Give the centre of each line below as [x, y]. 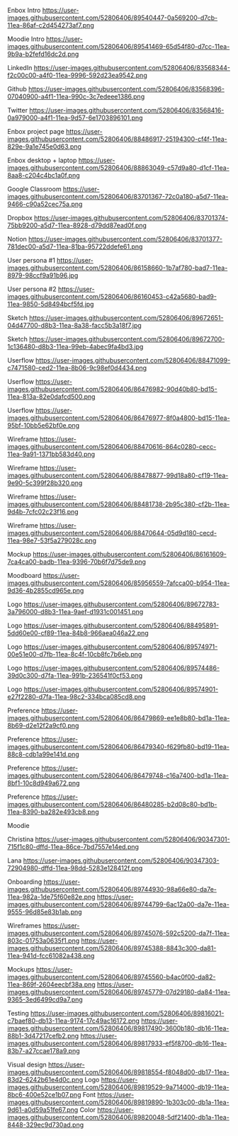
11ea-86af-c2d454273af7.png [51, 25]
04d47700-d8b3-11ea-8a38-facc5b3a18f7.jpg [74, 325]
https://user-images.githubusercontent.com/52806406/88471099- [133, 360]
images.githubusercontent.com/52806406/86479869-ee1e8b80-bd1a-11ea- [119, 718]
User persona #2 [32, 289]
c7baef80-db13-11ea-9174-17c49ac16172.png [74, 1021]
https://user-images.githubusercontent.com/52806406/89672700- [127, 339]
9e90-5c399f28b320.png [45, 483]
